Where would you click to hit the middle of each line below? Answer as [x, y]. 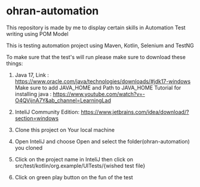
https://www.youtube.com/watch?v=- [99, 94]
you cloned [29, 148]
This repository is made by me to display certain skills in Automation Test [96, 27]
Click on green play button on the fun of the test [74, 177]
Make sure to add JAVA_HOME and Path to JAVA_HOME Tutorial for [98, 87]
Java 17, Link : [32, 75]
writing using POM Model [37, 33]
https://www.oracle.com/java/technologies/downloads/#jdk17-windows [103, 81]
